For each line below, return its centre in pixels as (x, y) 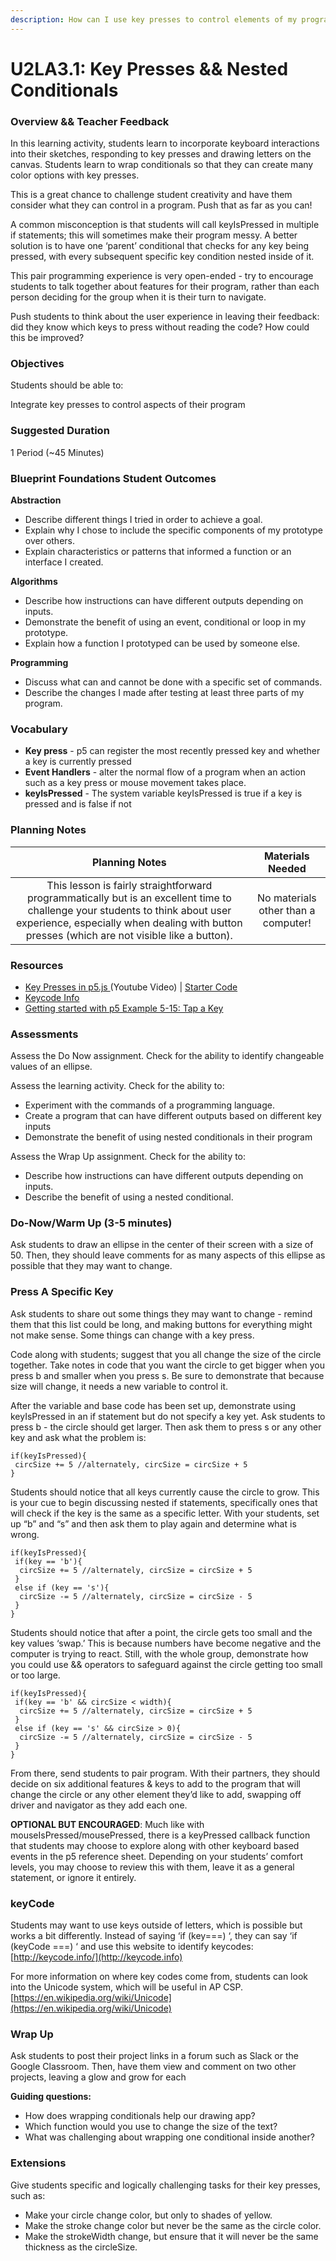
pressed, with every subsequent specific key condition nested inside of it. (162, 257)
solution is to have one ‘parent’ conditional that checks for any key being (160, 246)
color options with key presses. (75, 175)
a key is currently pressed (78, 762)
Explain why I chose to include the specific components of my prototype (174, 530)
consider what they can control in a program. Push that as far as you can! (161, 205)
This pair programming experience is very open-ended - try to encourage (162, 276)
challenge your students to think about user (129, 910)
